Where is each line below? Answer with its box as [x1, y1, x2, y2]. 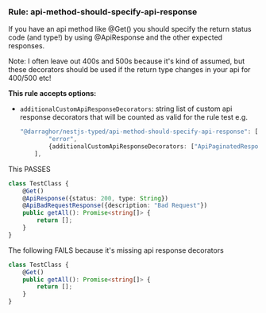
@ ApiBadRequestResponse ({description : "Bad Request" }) [22, 201, 208, 210]
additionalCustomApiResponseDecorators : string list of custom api [19, 104, 233, 113]
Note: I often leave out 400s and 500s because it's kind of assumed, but [8, 56, 245, 66]
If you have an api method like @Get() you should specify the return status [8, 25, 252, 34]
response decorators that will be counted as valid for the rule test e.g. [19, 113, 249, 122]
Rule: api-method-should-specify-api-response [8, 6, 198, 17]
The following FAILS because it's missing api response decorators [8, 245, 224, 255]
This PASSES [8, 164, 51, 174]
